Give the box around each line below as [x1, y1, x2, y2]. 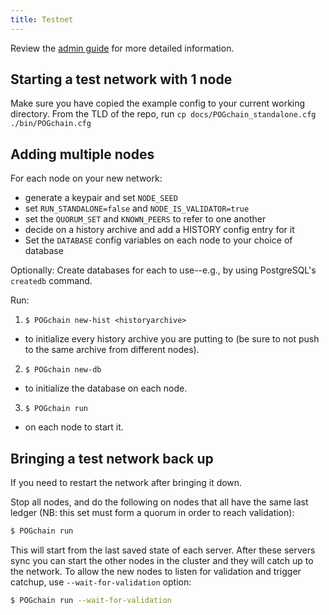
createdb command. [10, 275, 93, 287]
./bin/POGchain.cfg [10, 119, 92, 129]
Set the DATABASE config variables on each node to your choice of [24, 234, 293, 246]
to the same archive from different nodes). [24, 344, 200, 356]
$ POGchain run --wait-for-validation [10, 595, 172, 605]
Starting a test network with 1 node [10, 71, 233, 88]
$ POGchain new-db [24, 365, 102, 375]
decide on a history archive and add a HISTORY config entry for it [24, 224, 295, 236]
